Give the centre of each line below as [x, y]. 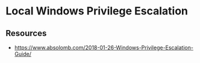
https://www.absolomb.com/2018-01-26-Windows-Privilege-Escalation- [104, 47]
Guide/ [23, 54]
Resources [26, 33]
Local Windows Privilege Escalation [97, 11]
